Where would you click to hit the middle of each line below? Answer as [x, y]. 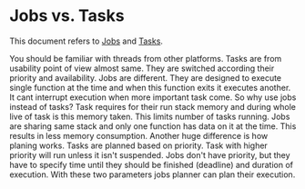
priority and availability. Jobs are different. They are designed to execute [146, 77]
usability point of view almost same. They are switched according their [142, 68]
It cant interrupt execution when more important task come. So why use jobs [153, 97]
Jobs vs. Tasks [67, 16]
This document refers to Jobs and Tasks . [86, 41]
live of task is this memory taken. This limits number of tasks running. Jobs [150, 116]
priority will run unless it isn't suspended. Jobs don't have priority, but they [150, 154]
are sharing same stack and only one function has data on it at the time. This [153, 126]
